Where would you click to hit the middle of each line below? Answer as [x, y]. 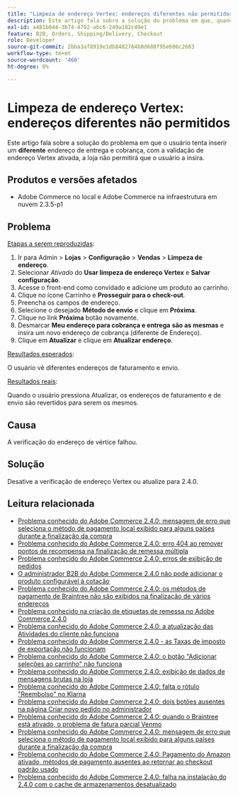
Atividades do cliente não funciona [68, 633]
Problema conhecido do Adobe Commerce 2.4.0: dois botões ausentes [121, 701]
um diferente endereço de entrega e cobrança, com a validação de [106, 150]
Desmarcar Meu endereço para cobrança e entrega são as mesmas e [121, 325]
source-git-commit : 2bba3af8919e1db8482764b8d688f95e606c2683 [101, 47]
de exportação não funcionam [62, 648]
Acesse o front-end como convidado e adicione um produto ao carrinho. [124, 288]
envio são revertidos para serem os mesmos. [73, 403]
